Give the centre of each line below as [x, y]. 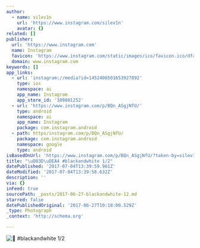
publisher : [20, 39]
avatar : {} [30, 28]
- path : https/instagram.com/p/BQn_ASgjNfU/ [68, 134]
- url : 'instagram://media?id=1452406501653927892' [77, 78]
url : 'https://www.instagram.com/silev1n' [70, 23]
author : [16, 12]
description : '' [26, 178]
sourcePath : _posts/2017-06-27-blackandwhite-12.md [71, 194]
